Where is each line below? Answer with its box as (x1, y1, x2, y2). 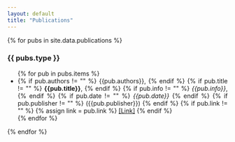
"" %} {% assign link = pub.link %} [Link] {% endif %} (17, 106, 173, 115)
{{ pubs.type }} (7, 53, 61, 63)
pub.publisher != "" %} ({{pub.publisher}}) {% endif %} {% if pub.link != (17, 99, 228, 107)
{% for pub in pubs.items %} (17, 69, 100, 78)
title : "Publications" (7, 17, 73, 24)
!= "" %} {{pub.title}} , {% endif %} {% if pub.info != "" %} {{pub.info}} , (17, 84, 228, 92)
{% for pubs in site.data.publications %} (7, 36, 122, 44)
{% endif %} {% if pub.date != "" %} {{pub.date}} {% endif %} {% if (17, 92, 228, 100)
